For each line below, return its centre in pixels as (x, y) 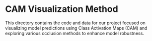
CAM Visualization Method (62, 9)
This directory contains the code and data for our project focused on (75, 23)
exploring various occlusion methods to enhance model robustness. (75, 33)
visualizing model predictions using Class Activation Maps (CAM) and (76, 28)
